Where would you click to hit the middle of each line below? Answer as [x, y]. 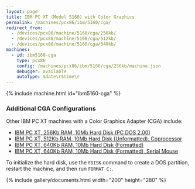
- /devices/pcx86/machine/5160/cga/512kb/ [64, 39]
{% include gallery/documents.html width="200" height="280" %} [86, 180]
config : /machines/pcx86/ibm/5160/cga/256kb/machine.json [89, 66]
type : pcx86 [31, 60]
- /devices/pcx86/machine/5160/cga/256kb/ [64, 33]
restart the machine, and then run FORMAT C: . [60, 169]
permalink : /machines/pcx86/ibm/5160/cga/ [59, 22]
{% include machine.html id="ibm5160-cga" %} [64, 94]
